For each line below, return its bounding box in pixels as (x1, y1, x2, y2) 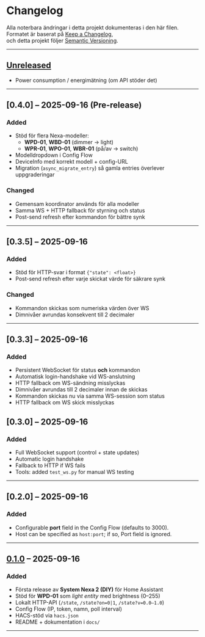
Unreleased (6, 60, 52, 71)
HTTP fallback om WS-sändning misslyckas (15, 379, 126, 387)
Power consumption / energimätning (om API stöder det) (15, 76, 157, 84)
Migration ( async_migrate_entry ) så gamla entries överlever (15, 164, 165, 172)
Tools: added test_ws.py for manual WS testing (15, 468, 134, 476)
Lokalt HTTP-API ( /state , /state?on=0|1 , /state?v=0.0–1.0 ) (15, 599, 165, 606)
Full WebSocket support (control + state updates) (15, 449, 140, 456)
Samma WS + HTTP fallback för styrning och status (15, 206, 145, 214)
